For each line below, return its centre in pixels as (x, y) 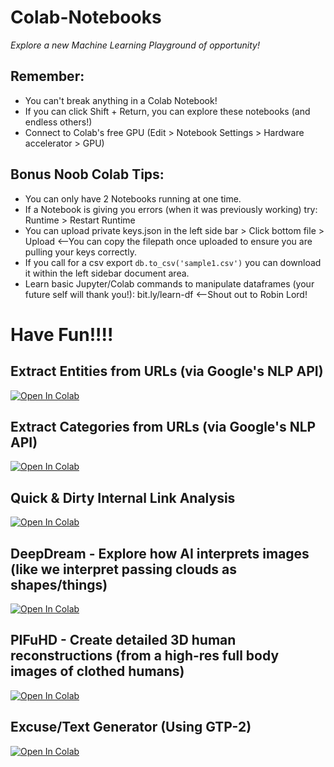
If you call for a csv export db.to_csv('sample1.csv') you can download (173, 262)
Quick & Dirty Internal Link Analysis (123, 497)
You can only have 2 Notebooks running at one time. (133, 198)
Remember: (47, 76)
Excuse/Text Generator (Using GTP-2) (131, 727)
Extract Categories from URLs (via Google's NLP (163, 426)
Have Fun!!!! (62, 334)
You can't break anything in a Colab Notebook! (121, 100)
